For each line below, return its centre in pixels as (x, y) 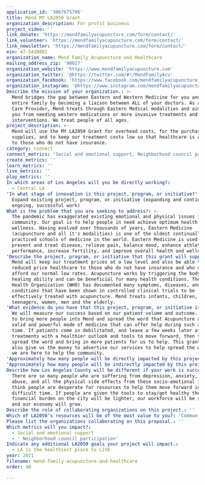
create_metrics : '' (31, 160)
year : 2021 (20, 456)
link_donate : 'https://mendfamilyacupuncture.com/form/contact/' (91, 35)
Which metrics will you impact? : (49, 427)
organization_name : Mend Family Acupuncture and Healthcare (85, 57)
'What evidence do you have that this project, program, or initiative (99, 308)
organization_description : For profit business (68, 23)
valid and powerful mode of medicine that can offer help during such (103, 325)
